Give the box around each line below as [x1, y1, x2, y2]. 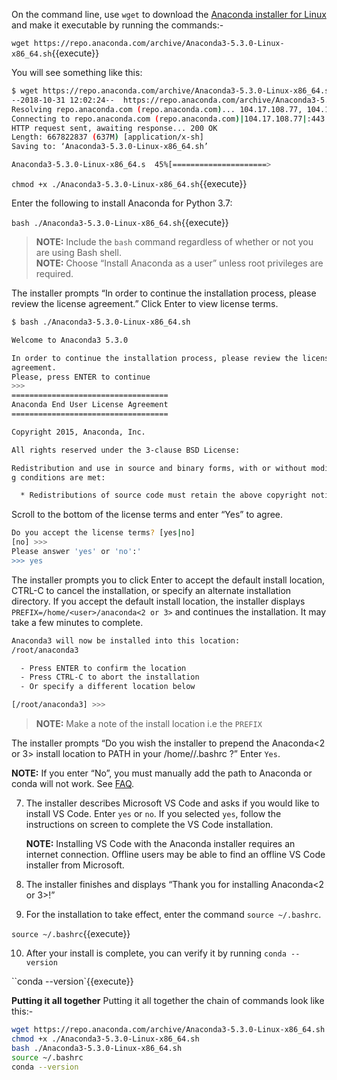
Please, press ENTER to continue [11, 372, 151, 382]
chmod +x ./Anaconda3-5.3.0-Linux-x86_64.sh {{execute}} [11, 178, 248, 189]
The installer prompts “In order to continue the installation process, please [11, 287, 317, 299]
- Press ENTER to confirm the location [20, 663, 187, 673]
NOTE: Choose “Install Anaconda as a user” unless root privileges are [35, 257, 324, 269]
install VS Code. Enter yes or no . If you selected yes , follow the [25, 808, 282, 819]
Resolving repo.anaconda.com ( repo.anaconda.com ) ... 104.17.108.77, [11, 104, 303, 114]
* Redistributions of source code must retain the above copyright [20, 490, 308, 501]
